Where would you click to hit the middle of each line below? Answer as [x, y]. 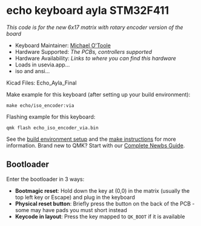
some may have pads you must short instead [71, 210]
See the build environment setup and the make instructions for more [91, 139]
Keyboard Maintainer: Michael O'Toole [63, 45]
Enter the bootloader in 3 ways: [45, 179]
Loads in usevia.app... [42, 65]
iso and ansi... [32, 71]
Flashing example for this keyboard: [51, 117]
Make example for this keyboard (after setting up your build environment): [98, 94]
